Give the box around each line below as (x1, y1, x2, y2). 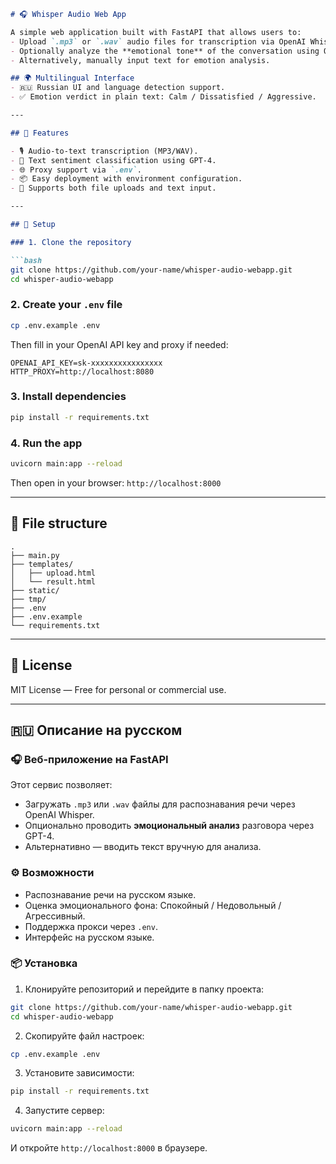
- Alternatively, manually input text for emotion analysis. (10, 55, 271, 65)
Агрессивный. (24, 910, 86, 922)
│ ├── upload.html (10, 568, 97, 578)
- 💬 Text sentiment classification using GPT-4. (10, 155, 217, 165)
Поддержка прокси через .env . (24, 920, 158, 932)
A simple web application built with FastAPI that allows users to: (10, 27, 302, 37)
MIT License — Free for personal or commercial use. (10, 683, 227, 695)
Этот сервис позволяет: (10, 779, 113, 791)
